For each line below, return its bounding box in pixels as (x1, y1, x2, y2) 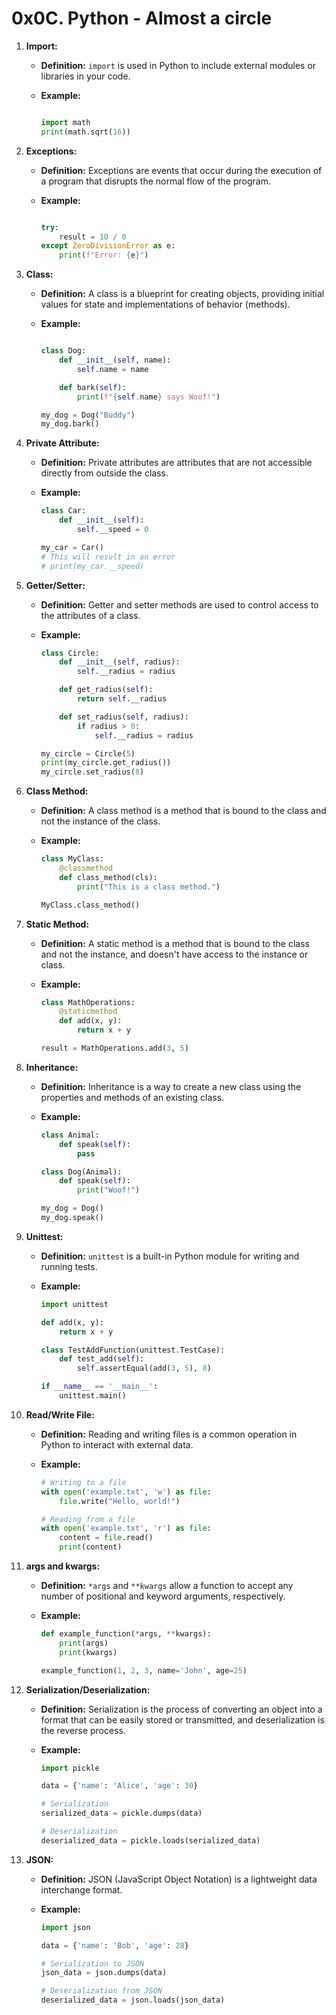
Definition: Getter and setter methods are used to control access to (40, 598, 319, 611)
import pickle (40, 1763, 100, 1773)
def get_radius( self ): (59, 685, 154, 695)
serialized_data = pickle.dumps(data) (40, 1808, 203, 1819)
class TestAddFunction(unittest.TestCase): (40, 1345, 226, 1355)
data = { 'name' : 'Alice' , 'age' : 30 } (40, 1781, 199, 1791)
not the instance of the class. (40, 815, 161, 827)
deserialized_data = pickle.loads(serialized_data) (40, 1835, 261, 1846)
